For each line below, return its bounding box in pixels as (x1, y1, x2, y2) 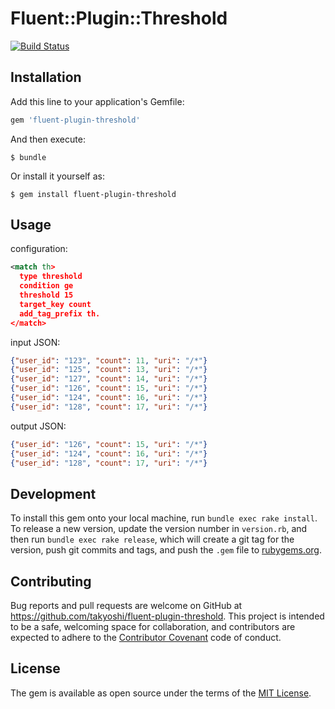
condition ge (19, 281, 74, 291)
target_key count (19, 299, 92, 309)
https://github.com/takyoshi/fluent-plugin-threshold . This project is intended (10, 610, 325, 622)
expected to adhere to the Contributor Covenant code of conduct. (10, 632, 282, 644)
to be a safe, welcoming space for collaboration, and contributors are (10, 621, 296, 633)
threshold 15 (19, 290, 74, 301)
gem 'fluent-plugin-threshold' (10, 115, 141, 125)
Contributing (10, 573, 92, 590)
